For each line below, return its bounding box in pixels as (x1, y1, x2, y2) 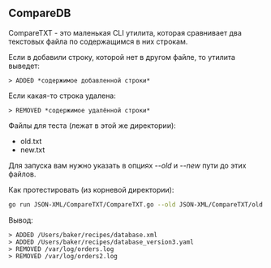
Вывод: (8, 215, 34, 225)
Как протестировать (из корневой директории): (8, 185, 174, 194)
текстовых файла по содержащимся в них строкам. (8, 36, 188, 46)
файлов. (8, 169, 37, 179)
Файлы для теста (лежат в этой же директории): (8, 121, 176, 130)
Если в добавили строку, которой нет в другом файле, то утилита (8, 52, 235, 62)
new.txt (19, 145, 45, 155)
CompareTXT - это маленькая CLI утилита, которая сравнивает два (8, 28, 242, 37)
